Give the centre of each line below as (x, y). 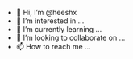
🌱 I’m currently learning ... (59, 29)
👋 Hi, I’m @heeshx (46, 12)
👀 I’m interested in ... (50, 21)
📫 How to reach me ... (53, 47)
